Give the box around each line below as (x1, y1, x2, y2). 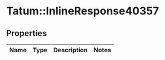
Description (53, 46, 88, 54)
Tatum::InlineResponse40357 (6, 4, 160, 18)
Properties (6, 28, 47, 38)
